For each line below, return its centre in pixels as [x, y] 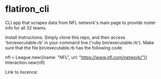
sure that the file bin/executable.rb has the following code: [64, 48]
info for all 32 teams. [26, 27]
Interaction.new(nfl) [25, 62]
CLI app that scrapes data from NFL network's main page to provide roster [80, 23]
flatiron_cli [27, 9]
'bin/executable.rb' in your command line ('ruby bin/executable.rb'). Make [80, 42]
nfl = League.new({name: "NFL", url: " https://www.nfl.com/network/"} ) [76, 57]
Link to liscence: [22, 72]
